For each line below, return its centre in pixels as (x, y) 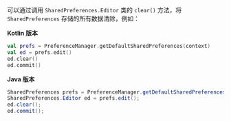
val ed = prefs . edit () (40, 52)
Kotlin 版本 (22, 33)
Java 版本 (21, 79)
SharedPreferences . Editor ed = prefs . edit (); (73, 98)
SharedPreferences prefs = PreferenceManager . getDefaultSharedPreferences (117, 92)
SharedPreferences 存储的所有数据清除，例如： (73, 18)
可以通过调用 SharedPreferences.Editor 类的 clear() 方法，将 (95, 10)
